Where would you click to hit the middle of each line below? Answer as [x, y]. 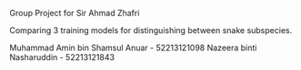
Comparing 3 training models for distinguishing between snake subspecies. [151, 30]
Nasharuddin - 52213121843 [62, 57]
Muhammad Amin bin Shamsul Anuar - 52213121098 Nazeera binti [133, 48]
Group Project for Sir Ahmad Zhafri [75, 13]
